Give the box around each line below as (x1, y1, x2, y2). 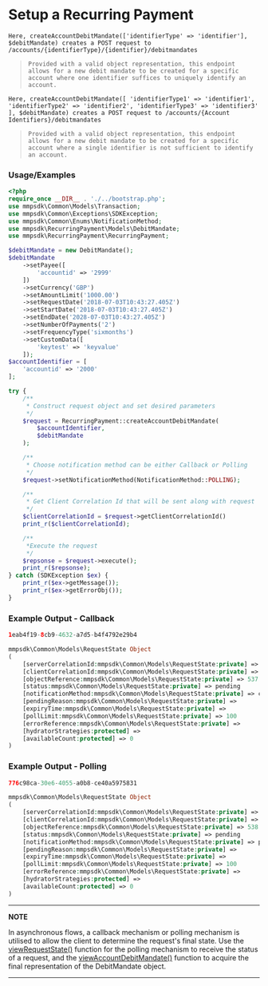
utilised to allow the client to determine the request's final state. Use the (8, 936, 245, 945)
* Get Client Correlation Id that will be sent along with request (26, 498, 255, 506)
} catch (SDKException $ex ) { (8, 571, 109, 580)
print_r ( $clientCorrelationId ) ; (22, 520, 130, 528)
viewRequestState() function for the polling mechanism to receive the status (8, 944, 258, 954)
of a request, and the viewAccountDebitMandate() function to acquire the (8, 952, 250, 962)
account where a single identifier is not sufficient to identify (27, 144, 254, 152)
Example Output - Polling (8, 761, 108, 772)
